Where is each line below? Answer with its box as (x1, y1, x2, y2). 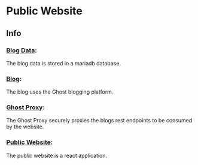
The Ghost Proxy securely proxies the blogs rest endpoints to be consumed (6, 117, 193, 124)
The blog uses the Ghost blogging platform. (6, 88, 114, 95)
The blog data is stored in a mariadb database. (6, 59, 121, 67)
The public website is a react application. (6, 152, 108, 159)
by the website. (6, 123, 44, 130)
